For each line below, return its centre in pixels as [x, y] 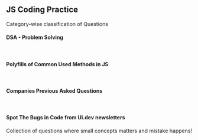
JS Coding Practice [42, 10]
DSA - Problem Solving [35, 37]
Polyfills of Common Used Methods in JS [57, 64]
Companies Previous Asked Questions [54, 90]
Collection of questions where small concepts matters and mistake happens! [99, 131]
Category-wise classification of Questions [57, 24]
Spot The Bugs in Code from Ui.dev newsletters [66, 118]
